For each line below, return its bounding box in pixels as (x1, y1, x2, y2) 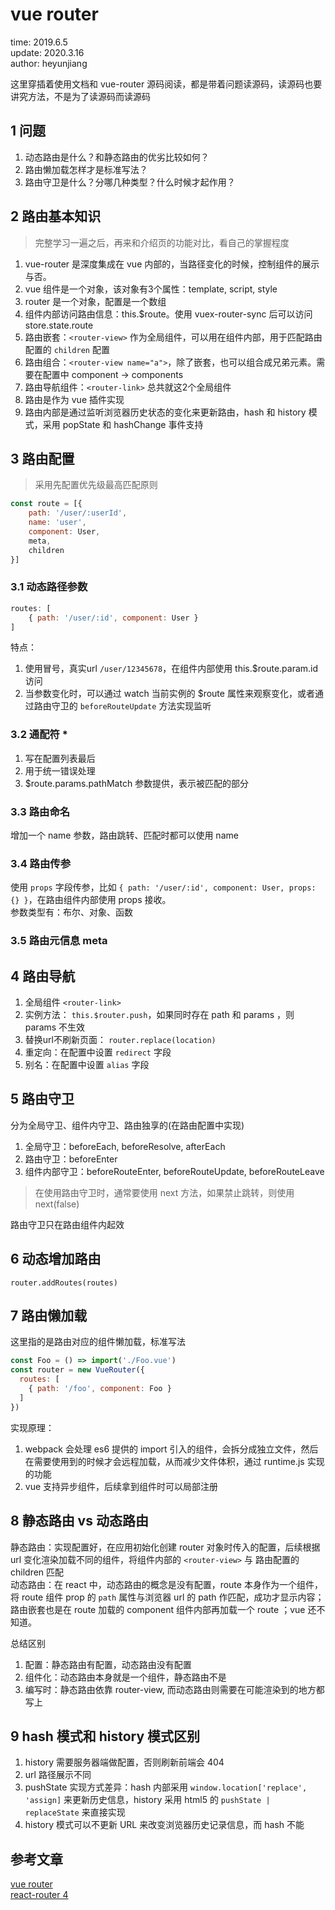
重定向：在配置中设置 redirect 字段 (24, 1046, 172, 1058)
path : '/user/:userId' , (28, 508, 128, 518)
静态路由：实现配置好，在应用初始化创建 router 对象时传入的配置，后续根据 (10, 1541, 321, 1553)
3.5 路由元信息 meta (10, 934, 108, 948)
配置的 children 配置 (24, 343, 110, 355)
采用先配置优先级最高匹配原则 (34, 479, 158, 491)
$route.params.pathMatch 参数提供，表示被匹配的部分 (24, 777, 250, 789)
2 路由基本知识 (10, 208, 102, 225)
